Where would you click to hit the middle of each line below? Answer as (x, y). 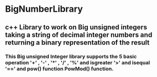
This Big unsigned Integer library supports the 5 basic (71, 56)
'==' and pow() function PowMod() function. (59, 69)
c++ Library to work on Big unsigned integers (76, 27)
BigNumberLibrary (44, 9)
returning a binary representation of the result (77, 42)
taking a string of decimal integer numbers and (79, 35)
